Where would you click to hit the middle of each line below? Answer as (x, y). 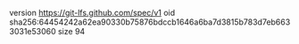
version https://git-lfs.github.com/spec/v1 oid (92, 13)
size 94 (71, 31)
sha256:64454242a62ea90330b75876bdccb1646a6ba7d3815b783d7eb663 (150, 22)
